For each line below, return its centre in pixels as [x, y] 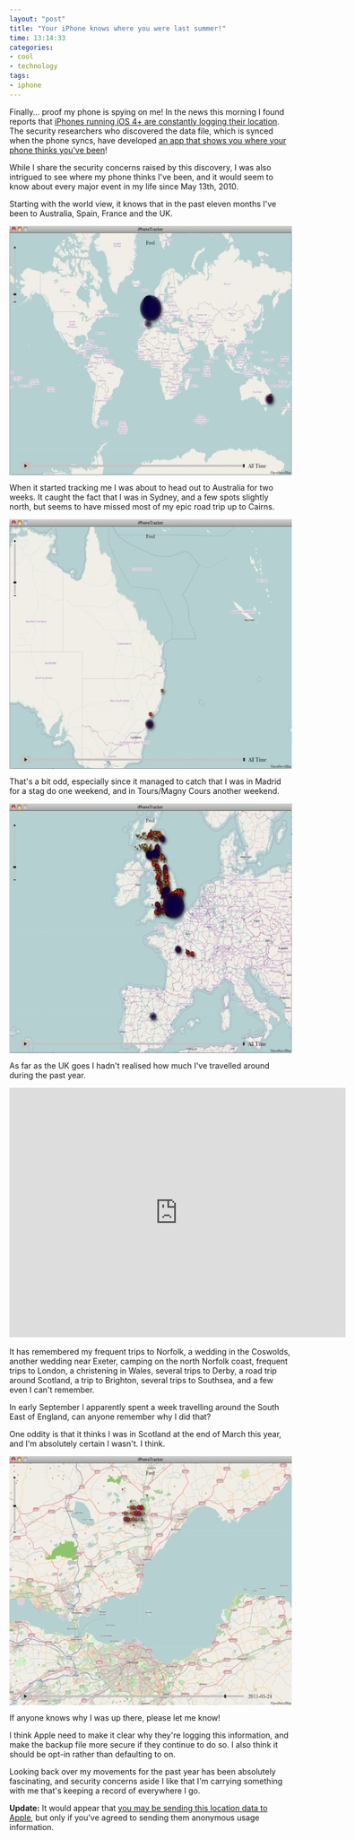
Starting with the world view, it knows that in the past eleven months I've [143, 204]
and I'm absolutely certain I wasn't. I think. [87, 1443]
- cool [22, 57]
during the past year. [48, 1075]
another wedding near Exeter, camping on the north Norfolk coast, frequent [149, 1361]
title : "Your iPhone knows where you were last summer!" [118, 28]
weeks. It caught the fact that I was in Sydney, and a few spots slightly [139, 497]
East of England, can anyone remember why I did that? [110, 1417]
